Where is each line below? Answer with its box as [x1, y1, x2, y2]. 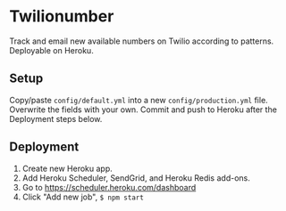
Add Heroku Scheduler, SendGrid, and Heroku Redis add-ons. [21, 172, 250, 183]
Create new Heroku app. [21, 163, 114, 174]
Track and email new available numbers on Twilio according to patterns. [9, 36, 274, 46]
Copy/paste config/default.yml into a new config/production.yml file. [9, 94, 268, 105]
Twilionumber [9, 6, 114, 27]
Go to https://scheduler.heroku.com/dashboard [21, 182, 197, 192]
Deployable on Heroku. [9, 45, 94, 55]
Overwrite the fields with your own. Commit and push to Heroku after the [9, 104, 277, 115]
